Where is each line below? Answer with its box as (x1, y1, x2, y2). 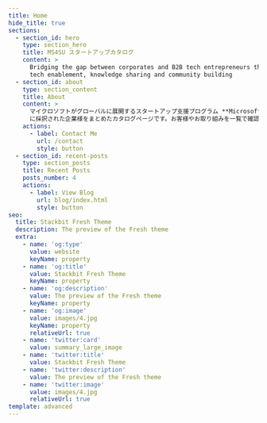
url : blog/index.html (37, 196, 109, 204)
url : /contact (37, 137, 83, 145)
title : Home (8, 11, 48, 20)
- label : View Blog (29, 188, 94, 197)
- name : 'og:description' (22, 285, 109, 293)
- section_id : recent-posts (15, 152, 109, 160)
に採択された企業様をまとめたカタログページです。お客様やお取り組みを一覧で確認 (29, 115, 260, 123)
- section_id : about (15, 78, 83, 86)
